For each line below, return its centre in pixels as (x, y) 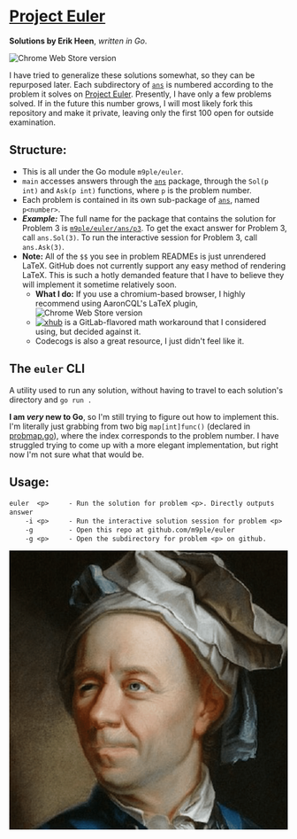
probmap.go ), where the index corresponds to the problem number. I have (144, 435)
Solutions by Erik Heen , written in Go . (78, 41)
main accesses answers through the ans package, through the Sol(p (145, 181)
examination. (32, 122)
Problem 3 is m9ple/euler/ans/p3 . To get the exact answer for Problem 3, (154, 228)
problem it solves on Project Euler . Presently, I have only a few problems (141, 94)
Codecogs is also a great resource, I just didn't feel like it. (140, 341)
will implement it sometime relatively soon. (99, 284)
